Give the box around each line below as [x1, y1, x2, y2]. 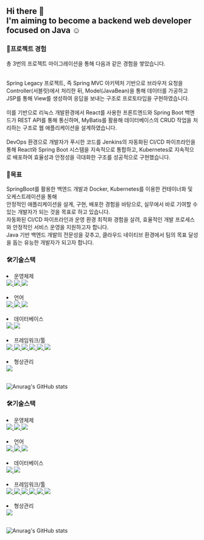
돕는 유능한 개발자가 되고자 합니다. [12, 239, 94, 246]
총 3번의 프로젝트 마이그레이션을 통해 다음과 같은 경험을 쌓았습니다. [6, 59, 166, 67]
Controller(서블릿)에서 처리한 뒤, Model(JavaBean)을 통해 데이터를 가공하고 [6, 87, 188, 94]
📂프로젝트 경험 [6, 45, 47, 53]
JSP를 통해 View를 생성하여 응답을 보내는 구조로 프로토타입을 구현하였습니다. [6, 94, 190, 102]
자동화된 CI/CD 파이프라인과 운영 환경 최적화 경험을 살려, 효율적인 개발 [6, 215, 174, 223]
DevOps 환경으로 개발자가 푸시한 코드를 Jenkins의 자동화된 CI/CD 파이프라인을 [6, 138, 196, 146]
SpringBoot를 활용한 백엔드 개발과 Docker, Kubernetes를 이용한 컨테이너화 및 [6, 185, 193, 193]
